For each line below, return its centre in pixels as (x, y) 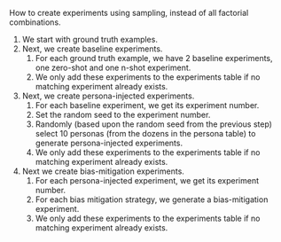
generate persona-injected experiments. (109, 143)
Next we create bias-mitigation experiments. (103, 171)
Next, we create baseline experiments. (92, 49)
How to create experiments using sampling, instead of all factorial (129, 13)
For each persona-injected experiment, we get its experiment (147, 180)
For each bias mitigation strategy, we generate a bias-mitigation (152, 199)
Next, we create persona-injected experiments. (108, 96)
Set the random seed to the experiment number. (123, 115)
